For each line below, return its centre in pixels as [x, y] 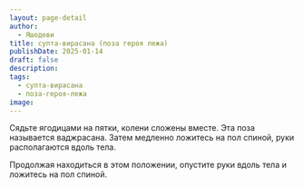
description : [34, 69]
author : [24, 26]
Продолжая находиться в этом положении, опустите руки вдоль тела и [148, 165]
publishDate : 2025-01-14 [56, 52]
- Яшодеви [36, 34]
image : [22, 102]
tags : [20, 77]
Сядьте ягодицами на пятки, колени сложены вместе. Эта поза [132, 128]
